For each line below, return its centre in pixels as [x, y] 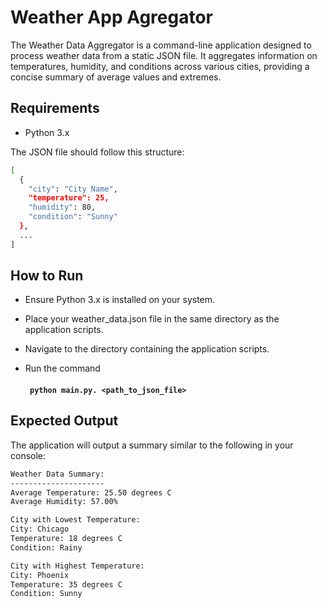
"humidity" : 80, [62, 207]
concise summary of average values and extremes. [116, 77]
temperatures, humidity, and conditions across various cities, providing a [160, 66]
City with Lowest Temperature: [75, 520]
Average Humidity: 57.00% [64, 502]
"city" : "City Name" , [73, 189]
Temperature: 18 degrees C [66, 539]
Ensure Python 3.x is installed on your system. [120, 300]
